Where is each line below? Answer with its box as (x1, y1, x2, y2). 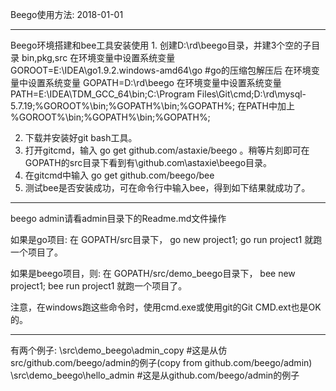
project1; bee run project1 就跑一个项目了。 (10, 280, 188, 292)
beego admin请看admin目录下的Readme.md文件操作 (10, 213, 227, 224)
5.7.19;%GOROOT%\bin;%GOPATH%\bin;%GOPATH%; (10, 100, 236, 112)
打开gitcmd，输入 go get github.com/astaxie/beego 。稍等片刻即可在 (24, 144, 310, 156)
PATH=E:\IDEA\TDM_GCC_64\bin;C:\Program (10, 88, 195, 100)
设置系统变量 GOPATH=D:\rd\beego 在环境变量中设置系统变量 (27, 77, 282, 88)
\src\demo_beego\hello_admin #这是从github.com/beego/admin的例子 (10, 369, 300, 381)
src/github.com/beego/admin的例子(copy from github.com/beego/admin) (10, 357, 313, 368)
